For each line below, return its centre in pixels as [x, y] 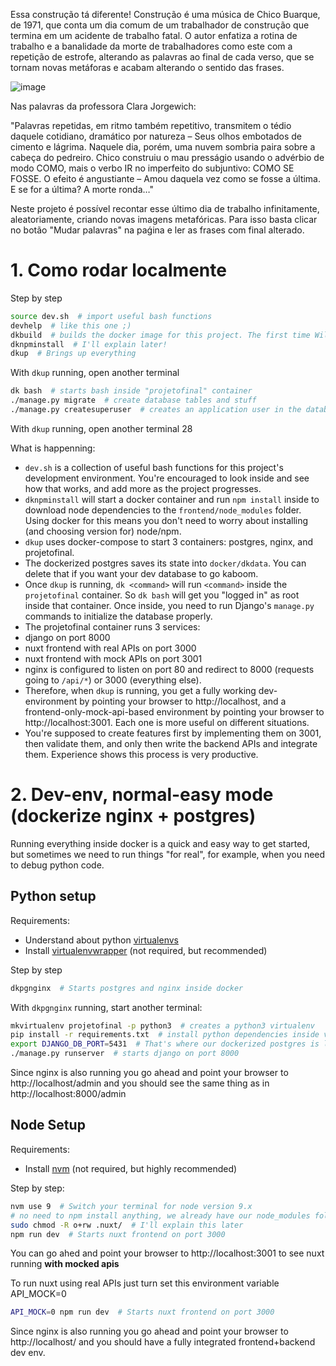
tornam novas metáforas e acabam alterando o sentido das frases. [147, 67]
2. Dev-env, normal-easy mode [142, 795]
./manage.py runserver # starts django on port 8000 [125, 1054]
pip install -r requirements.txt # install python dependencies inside [165, 1035]
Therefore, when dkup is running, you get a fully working [140, 690]
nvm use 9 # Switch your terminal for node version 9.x [131, 1206]
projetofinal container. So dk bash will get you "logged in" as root [162, 595]
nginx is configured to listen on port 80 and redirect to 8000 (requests [169, 669]
